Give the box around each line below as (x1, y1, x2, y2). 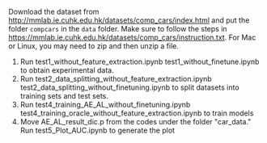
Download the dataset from (8, 7, 100, 16)
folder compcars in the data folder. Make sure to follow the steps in (8, 24, 228, 33)
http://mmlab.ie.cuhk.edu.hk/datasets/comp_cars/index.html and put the (8, 15, 250, 25)
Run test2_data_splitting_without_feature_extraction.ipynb (19, 74, 212, 83)
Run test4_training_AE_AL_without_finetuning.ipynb (19, 100, 191, 109)
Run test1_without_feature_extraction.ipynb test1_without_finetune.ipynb (19, 57, 260, 66)
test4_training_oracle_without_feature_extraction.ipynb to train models (19, 108, 254, 118)
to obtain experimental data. (19, 65, 115, 75)
